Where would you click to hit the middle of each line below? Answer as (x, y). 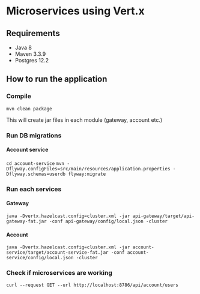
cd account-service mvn (35, 163)
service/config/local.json (40, 258)
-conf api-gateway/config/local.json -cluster (108, 221)
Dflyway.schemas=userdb (36, 174)
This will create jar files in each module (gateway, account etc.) (84, 120)
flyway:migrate (87, 174)
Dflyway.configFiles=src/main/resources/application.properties (88, 169)
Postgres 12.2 (32, 60)
